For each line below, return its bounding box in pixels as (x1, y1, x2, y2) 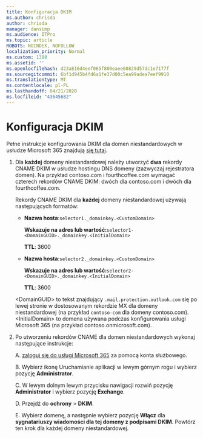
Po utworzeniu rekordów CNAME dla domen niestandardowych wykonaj (15, 333, 195, 341)
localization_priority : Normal (6, 49, 85, 55)
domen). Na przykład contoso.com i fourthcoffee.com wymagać (15, 171, 176, 178)
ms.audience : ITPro (6, 32, 56, 38)
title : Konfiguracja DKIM (6, 9, 72, 15)
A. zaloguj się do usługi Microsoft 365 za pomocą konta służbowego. (15, 351, 188, 359)
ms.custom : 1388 (6, 54, 47, 60)
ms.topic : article (6, 37, 53, 43)
